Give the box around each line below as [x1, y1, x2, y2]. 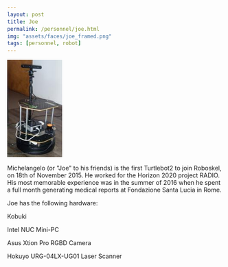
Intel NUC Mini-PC [7, 226, 60, 234]
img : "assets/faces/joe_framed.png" [7, 33, 112, 40]
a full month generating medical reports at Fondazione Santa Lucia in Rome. [7, 186, 222, 194]
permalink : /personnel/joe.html [7, 25, 100, 32]
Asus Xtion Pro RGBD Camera [7, 239, 91, 247]
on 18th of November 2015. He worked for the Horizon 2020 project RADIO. [7, 171, 220, 179]
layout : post [7, 11, 45, 18]
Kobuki [7, 212, 27, 220]
